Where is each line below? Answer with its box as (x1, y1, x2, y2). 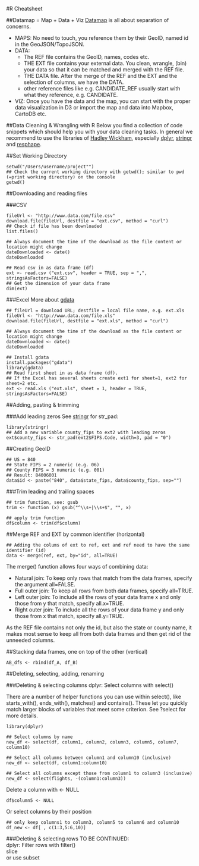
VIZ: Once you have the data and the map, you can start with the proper (14, 98, 191, 105)
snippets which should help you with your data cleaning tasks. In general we (6, 128, 193, 135)
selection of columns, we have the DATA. (23, 79, 124, 86)
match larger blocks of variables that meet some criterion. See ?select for (6, 706, 186, 713)
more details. (6, 712, 39, 719)
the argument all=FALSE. (14, 581, 75, 588)
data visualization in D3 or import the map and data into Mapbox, (14, 104, 173, 111)
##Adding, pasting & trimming (6, 401, 80, 408)
